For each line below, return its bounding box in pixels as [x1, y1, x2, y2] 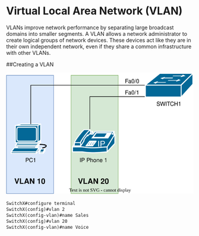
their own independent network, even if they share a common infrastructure [6, 43, 192, 50]
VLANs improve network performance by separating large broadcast [6, 24, 174, 31]
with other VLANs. [6, 49, 51, 56]
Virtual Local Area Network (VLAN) [6, 4, 183, 18]
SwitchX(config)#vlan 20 [6, 218, 68, 224]
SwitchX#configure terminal [6, 200, 76, 206]
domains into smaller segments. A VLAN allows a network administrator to [6, 30, 188, 37]
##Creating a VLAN [6, 61, 54, 68]
